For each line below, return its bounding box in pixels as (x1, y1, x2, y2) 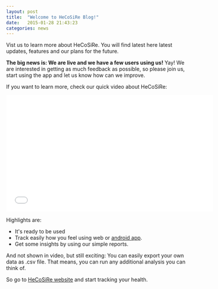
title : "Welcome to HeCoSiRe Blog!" (6, 14, 99, 20)
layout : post (6, 8, 38, 15)
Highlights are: (6, 217, 42, 224)
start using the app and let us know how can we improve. (6, 72, 145, 79)
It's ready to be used (14, 228, 66, 235)
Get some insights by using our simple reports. (14, 240, 129, 248)
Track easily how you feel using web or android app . (14, 235, 142, 242)
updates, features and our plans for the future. (6, 48, 119, 55)
